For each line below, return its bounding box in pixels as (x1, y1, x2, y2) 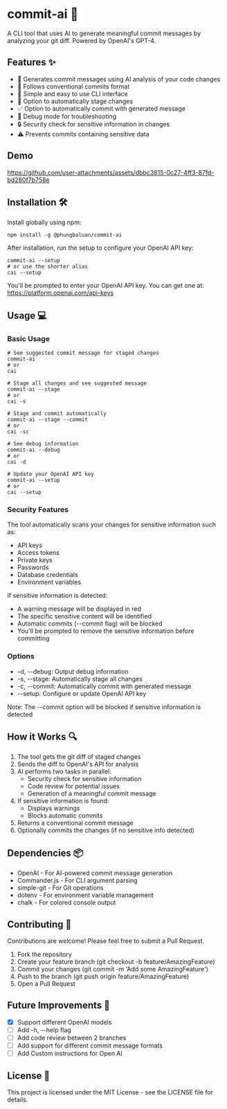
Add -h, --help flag (17, 1025, 71, 1034)
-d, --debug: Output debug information (17, 667, 129, 675)
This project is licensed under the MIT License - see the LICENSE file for (7, 1088, 213, 1097)
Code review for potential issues (27, 782, 120, 791)
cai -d (7, 459, 26, 466)
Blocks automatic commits (27, 812, 103, 820)
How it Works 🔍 (7, 731, 78, 743)
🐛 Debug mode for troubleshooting (17, 112, 116, 120)
